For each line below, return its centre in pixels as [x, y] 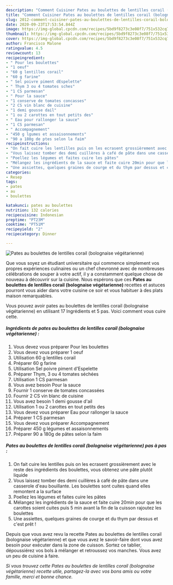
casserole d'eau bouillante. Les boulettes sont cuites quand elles [82, 486]
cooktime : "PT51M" [25, 225]
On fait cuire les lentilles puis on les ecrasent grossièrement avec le [84, 464]
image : [13, 29]
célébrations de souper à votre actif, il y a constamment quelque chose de [84, 274]
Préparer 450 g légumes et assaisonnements [61, 428]
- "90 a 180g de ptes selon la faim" [46, 139]
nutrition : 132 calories [32, 210]
